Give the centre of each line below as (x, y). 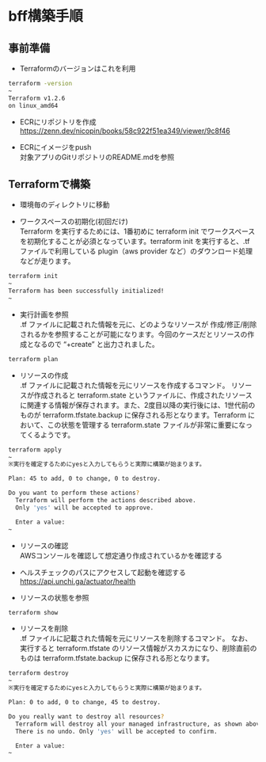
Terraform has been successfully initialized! (86, 291)
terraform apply (35, 450)
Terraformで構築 (49, 184)
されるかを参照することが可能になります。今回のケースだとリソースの (133, 334)
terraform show (33, 612)
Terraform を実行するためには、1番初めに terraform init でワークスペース (137, 231)
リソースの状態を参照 (54, 597)
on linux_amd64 (33, 105)
